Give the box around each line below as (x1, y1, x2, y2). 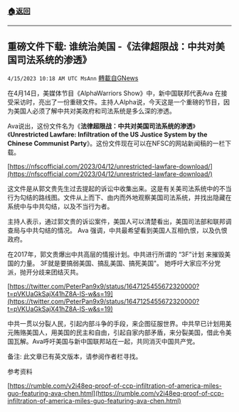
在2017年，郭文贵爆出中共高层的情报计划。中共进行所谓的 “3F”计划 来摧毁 (7, 250, 225, 259)
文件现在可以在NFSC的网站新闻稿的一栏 (108, 139, 225, 148)
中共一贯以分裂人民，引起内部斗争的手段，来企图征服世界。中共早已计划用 (7, 320, 225, 328)
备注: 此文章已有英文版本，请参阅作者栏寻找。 (7, 352, 142, 361)
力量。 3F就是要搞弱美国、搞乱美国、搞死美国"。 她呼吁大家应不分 (19, 259, 215, 268)
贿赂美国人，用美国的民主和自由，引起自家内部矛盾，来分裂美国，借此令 (13, 328, 225, 337)
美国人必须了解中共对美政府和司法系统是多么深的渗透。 (13, 107, 176, 115)
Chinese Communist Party (7, 139, 87, 148)
